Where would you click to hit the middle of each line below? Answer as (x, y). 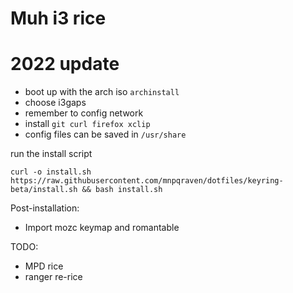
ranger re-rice (53, 277)
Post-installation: (45, 208)
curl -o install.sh (51, 172)
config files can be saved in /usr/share (105, 134)
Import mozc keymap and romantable (102, 228)
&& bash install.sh (122, 190)
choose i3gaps (55, 103)
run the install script (51, 154)
